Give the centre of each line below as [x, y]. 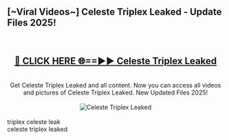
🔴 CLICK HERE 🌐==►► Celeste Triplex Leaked [116, 61]
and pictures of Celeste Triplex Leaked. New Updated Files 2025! [116, 92]
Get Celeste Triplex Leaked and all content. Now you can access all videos [116, 85]
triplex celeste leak [34, 121]
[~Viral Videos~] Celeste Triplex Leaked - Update [115, 12]
